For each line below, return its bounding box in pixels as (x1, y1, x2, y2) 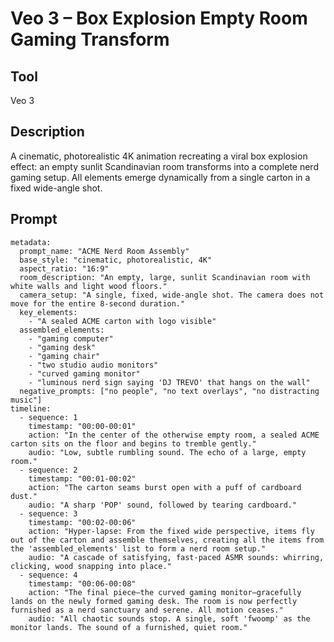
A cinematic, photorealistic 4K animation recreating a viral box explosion (10, 150, 308, 162)
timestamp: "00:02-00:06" (28, 517, 137, 527)
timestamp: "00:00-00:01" (28, 421, 137, 431)
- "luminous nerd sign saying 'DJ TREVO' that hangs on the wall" (28, 377, 311, 387)
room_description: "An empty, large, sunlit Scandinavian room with (19, 272, 311, 282)
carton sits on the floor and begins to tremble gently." (10, 438, 257, 449)
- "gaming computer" (28, 333, 114, 344)
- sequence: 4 (19, 570, 78, 580)
